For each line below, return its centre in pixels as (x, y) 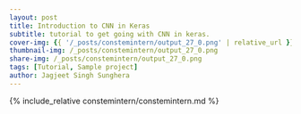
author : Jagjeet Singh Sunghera (69, 76)
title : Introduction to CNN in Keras (80, 26)
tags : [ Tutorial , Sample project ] (74, 68)
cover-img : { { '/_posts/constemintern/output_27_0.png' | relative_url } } (152, 42)
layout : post (34, 17)
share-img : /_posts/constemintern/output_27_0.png (106, 59)
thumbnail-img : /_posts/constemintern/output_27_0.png (114, 51)
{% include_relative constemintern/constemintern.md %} (114, 101)
